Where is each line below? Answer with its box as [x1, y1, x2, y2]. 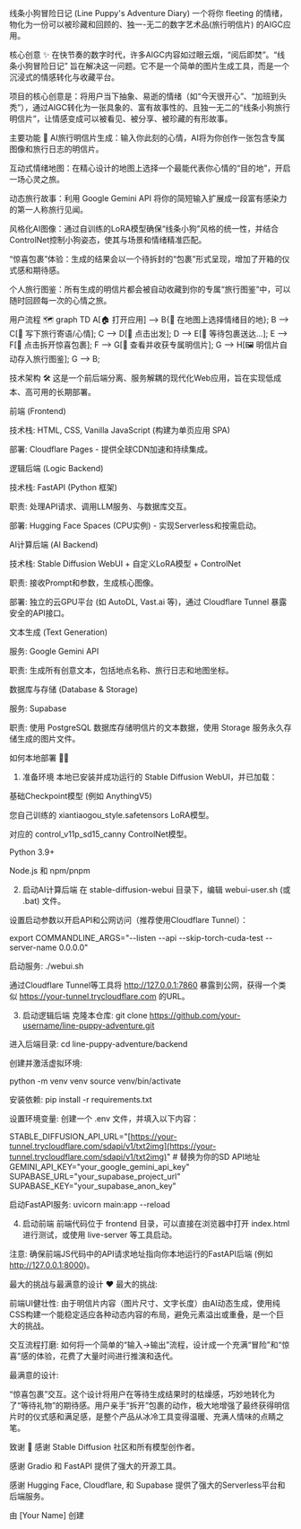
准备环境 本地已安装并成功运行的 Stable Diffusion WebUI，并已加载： [21, 771, 278, 782]
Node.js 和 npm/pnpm [9, 866, 91, 875]
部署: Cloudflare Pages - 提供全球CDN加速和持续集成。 [9, 444, 213, 454]
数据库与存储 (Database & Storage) [9, 684, 139, 694]
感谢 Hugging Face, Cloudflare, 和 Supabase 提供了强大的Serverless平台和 [9, 1480, 286, 1490]
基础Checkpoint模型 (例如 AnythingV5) [9, 791, 152, 801]
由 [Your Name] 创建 [9, 1510, 85, 1520]
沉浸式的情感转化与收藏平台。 [9, 72, 119, 83]
